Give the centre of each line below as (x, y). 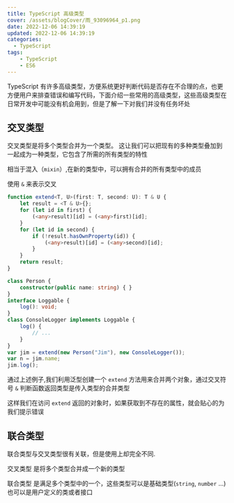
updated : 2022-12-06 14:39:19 (51, 33)
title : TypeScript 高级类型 (46, 14)
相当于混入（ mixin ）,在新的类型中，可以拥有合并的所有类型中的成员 (104, 169)
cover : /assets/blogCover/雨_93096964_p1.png (74, 20)
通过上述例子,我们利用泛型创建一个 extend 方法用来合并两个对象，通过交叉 (114, 380)
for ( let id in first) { (56, 210)
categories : (24, 40)
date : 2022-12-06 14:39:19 (46, 26)
